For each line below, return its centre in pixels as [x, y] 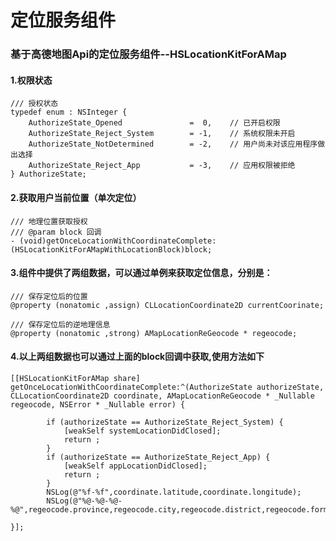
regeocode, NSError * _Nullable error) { [98, 404]
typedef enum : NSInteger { [69, 112]
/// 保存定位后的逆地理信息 [60, 324]
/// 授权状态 [34, 104]
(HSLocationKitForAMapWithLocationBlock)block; [111, 249]
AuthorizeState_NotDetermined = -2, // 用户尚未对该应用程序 [173, 144]
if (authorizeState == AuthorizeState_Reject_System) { [165, 422]
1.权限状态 [31, 80]
